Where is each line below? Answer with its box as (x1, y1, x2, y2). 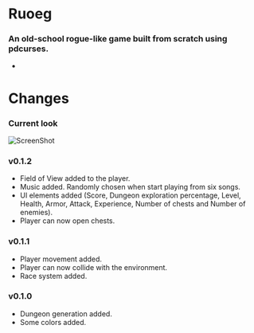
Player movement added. (19, 254, 102, 264)
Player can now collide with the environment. (19, 262, 168, 272)
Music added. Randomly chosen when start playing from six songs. (19, 182, 241, 192)
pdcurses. (8, 43, 49, 54)
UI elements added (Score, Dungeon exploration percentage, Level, (19, 190, 241, 200)
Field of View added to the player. (19, 174, 131, 183)
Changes (8, 89, 69, 108)
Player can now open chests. (19, 216, 115, 225)
